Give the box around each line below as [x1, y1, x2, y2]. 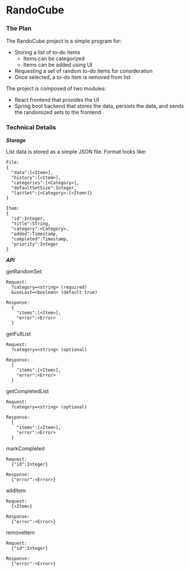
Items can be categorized [23, 55, 85, 62]
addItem [6, 487, 26, 494]
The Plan [6, 25, 32, 33]
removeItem [6, 529, 35, 536]
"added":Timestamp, [11, 231, 59, 237]
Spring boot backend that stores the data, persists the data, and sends [14, 103, 184, 110]
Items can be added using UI [23, 61, 93, 68]
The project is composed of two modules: [6, 85, 107, 92]
